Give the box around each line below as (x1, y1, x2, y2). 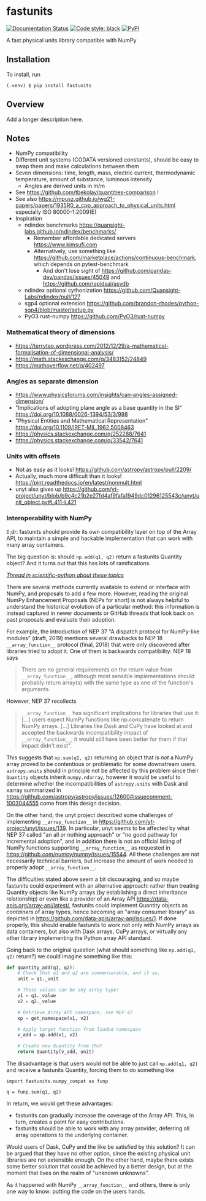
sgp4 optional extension (24, 300, 86, 307)
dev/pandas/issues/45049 (42, 273, 110, 281)
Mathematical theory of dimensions (6, 328, 115, 337)
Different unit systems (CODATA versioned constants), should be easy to (15, 156, 199, 163)
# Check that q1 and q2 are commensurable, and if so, (17, 970, 161, 976)
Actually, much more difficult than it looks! (15, 472, 122, 480)
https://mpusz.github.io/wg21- (39, 195, 115, 203)
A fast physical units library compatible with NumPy (6, 36, 137, 44)
